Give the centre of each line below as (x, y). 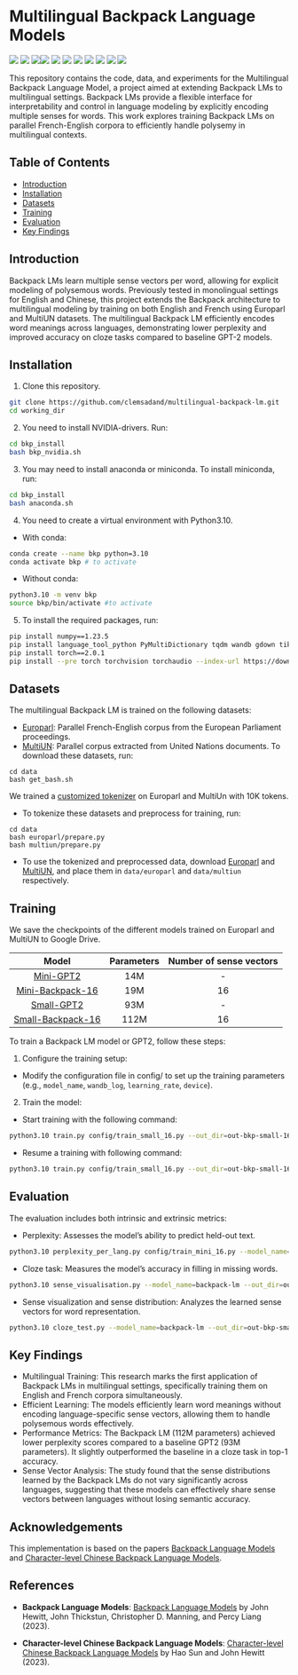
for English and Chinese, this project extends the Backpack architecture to (145, 299)
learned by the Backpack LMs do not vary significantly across (135, 1481)
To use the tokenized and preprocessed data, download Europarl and (148, 862)
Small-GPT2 (57, 1005)
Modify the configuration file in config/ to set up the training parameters (153, 1076)
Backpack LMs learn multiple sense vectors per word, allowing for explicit (144, 280)
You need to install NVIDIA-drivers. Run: (95, 428)
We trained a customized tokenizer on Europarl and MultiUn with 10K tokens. (149, 796)
